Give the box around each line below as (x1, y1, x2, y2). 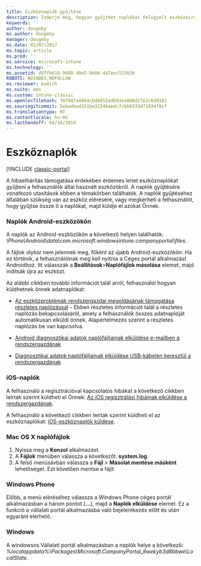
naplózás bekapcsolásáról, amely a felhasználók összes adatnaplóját (14, 310, 185, 317)
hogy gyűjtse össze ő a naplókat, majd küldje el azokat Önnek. (6, 203, 160, 210)
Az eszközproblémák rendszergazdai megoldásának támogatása (14, 297, 175, 305)
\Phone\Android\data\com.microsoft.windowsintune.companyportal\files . (6, 237, 187, 244)
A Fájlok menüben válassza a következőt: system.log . (14, 452, 149, 460)
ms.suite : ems (6, 87, 42, 93)
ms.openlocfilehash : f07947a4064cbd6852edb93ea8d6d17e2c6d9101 (6, 97, 167, 103)
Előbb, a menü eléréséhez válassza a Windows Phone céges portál (6, 494, 172, 501)
